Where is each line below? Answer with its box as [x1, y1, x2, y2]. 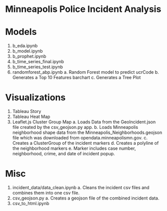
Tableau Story [12, 108, 41, 114]
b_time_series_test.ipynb [12, 64, 63, 70]
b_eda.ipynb [12, 43, 38, 49]
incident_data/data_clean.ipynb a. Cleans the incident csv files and [12, 185, 150, 190]
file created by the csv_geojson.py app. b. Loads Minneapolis [12, 124, 139, 130]
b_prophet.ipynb [12, 53, 46, 59]
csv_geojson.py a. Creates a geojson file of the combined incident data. [12, 195, 160, 201]
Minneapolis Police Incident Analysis [5, 3, 162, 15]
